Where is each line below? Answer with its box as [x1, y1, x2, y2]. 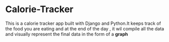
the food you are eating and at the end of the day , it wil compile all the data [5, 25, 164, 31]
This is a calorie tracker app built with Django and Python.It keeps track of [5, 20, 161, 26]
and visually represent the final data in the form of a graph [5, 31, 129, 37]
